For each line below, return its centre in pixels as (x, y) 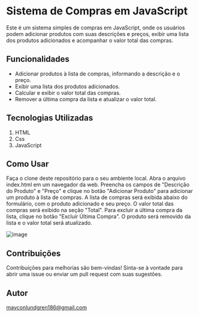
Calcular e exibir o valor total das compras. (68, 93)
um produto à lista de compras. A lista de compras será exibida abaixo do (97, 197)
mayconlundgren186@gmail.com (46, 307)
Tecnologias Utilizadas (50, 118)
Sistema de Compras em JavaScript (97, 11)
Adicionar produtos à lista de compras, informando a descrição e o (97, 74)
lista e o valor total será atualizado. (49, 223)
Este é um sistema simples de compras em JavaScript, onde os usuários (96, 28)
